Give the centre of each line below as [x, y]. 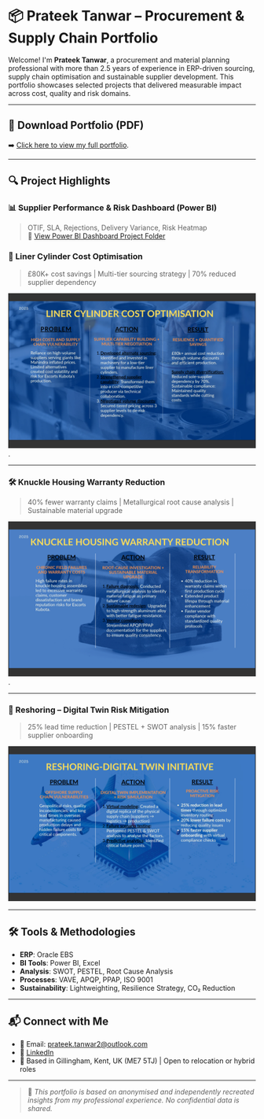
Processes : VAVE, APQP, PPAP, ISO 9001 [86, 980]
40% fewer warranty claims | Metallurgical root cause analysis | [130, 502]
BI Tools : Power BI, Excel [60, 963]
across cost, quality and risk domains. [70, 93]
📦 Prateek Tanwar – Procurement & [126, 16]
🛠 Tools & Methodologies [72, 931]
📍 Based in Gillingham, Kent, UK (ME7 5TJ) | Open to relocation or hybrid [137, 1061]
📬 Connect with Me [58, 1021]
